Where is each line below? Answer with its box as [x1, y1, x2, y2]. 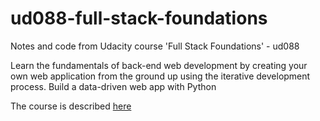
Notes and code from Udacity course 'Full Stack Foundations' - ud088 [10, 40, 300, 52]
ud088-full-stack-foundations [10, 7, 268, 30]
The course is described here [10, 100, 132, 112]
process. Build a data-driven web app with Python [10, 80, 217, 92]
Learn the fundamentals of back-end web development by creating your [10, 59, 308, 71]
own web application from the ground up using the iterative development [10, 70, 311, 82]
